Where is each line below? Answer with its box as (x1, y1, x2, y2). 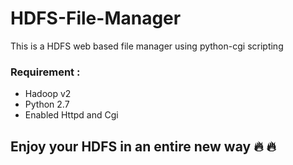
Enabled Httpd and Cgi (24, 109, 119, 121)
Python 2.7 (24, 98, 70, 111)
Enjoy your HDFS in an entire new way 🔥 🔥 (10, 138, 277, 155)
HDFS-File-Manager (10, 7, 182, 30)
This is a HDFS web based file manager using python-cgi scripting (10, 40, 284, 52)
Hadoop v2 (24, 88, 72, 100)
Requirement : (10, 65, 81, 79)
